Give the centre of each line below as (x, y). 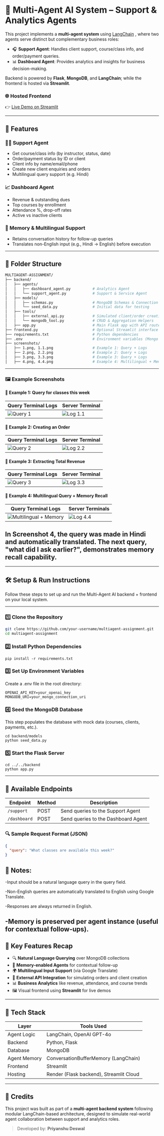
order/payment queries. (36, 56)
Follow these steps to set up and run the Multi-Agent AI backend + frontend (81, 594)
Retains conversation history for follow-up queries (62, 239)
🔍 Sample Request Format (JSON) (46, 834)
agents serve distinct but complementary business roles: (62, 39)
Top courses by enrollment (39, 205)
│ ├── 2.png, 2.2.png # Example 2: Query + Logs (76, 353)
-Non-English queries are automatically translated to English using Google (80, 892)
